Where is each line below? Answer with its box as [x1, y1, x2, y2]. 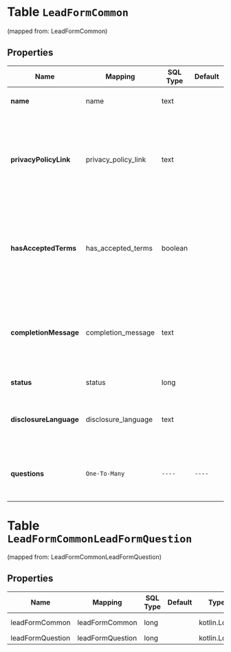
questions [10, 469, 45, 479]
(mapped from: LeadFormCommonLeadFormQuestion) [7, 552, 162, 561]
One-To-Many [85, 470, 125, 477]
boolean [161, 243, 188, 253]
